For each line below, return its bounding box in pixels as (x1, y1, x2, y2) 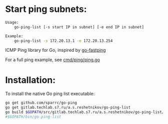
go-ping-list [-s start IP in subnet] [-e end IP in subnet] (14, 24, 144, 29)
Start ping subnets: (5, 3, 87, 15)
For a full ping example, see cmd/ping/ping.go (5, 57, 100, 63)
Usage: (5, 20, 19, 25)
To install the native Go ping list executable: (5, 91, 95, 97)
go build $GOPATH (5, 110, 41, 115)
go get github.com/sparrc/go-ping (5, 101, 77, 106)
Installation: (5, 74, 56, 86)
